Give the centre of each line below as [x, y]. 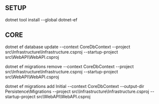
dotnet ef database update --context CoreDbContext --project [68, 47]
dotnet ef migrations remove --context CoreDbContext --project [70, 66]
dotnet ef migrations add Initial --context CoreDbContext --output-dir [75, 86]
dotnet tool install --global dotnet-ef [41, 19]
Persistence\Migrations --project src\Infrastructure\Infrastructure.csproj [77, 91]
